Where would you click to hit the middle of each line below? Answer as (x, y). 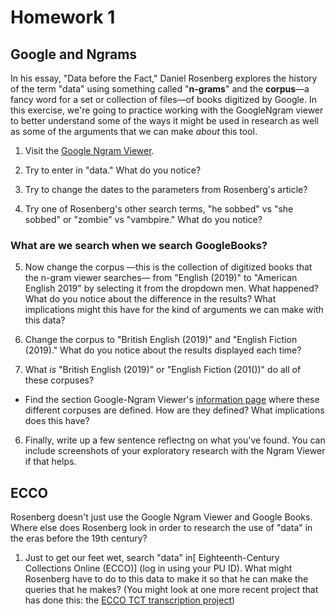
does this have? (57, 421)
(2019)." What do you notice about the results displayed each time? (163, 350)
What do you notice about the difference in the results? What (150, 299)
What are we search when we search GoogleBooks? (139, 245)
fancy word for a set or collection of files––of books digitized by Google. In (164, 99)
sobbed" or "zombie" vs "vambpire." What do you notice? (143, 219)
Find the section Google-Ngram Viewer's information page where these (172, 400)
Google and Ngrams (74, 54)
